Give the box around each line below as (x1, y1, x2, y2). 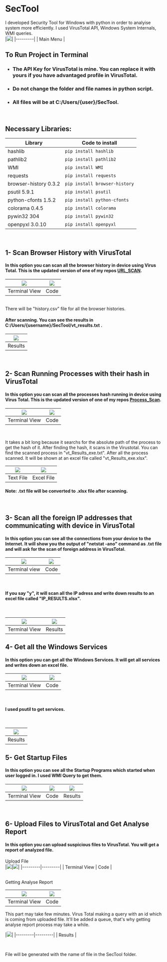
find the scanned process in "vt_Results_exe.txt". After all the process (5, 450, 149, 456)
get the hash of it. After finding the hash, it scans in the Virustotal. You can (5, 444, 158, 450)
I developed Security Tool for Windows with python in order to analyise (5, 20, 151, 26)
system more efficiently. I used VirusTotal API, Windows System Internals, (5, 25, 157, 31)
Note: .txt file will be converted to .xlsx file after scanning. (5, 488, 128, 494)
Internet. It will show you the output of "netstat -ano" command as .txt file (5, 541, 162, 547)
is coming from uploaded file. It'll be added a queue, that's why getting (5, 916, 151, 922)
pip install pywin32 (64, 214, 114, 219)
